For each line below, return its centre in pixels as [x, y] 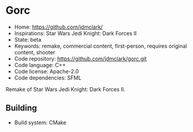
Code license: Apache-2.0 [46, 71]
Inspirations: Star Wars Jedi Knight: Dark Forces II [75, 33]
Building [21, 108]
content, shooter [35, 52]
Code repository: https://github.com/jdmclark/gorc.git [80, 59]
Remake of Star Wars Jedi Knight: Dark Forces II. [66, 89]
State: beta [28, 39]
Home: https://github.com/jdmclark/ [58, 27]
